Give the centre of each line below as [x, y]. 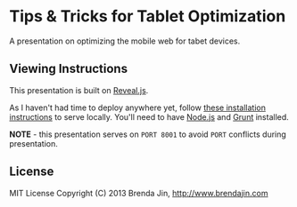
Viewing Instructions [68, 69]
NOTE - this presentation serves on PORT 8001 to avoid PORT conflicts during [148, 134]
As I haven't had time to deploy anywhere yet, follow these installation [137, 107]
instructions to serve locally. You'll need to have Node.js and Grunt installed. [149, 116]
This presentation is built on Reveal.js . [79, 90]
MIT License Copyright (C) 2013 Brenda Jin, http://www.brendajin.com [139, 193]
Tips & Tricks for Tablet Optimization [148, 16]
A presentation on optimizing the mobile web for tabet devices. [125, 41]
